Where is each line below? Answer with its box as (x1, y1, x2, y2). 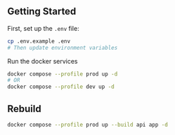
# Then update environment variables (7, 44, 118, 51)
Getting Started (7, 6, 77, 17)
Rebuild (7, 103, 41, 115)
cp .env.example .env (7, 38, 71, 45)
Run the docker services (7, 57, 79, 65)
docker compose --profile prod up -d (7, 70, 118, 78)
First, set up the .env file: (7, 24, 79, 32)
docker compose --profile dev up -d (7, 83, 115, 90)
